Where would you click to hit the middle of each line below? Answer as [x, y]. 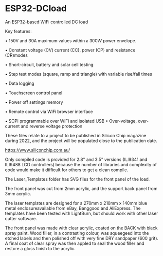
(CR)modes [17, 55]
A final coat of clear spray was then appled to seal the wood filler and [75, 243]
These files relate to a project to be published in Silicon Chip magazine [76, 135]
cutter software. [21, 218]
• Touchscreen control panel [34, 93]
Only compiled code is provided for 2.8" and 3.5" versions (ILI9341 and [76, 159]
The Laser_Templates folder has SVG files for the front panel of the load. [77, 179]
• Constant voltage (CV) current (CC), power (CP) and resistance [70, 50]
